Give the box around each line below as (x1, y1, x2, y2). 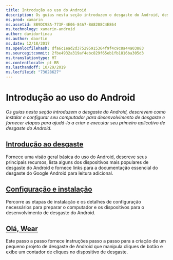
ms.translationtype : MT (6, 55, 57, 61)
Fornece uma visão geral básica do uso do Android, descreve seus (6, 154, 147, 160)
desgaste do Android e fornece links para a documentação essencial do (6, 164, 158, 171)
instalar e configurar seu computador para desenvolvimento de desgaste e (6, 114, 165, 120)
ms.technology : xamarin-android (6, 27, 75, 32)
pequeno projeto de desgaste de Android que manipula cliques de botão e (6, 244, 163, 250)
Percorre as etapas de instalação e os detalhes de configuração (6, 198, 142, 205)
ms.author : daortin (6, 36, 48, 42)
